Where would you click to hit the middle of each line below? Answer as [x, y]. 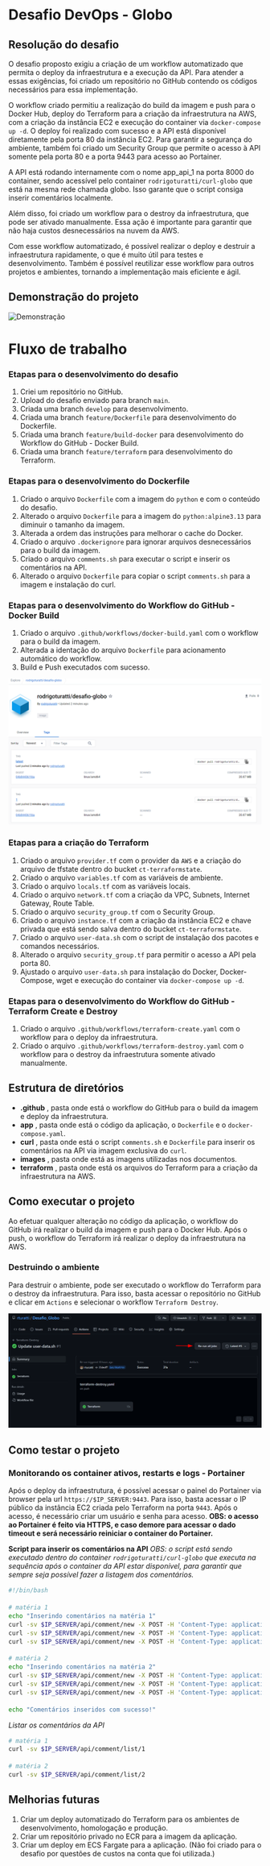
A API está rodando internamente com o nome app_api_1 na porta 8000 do [131, 172]
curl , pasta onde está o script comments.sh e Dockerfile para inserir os [137, 1142]
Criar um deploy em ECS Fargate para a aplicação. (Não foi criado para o [141, 1845]
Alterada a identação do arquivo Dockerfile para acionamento [123, 649]
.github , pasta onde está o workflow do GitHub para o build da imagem [139, 1107]
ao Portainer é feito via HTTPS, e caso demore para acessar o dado [122, 1525]
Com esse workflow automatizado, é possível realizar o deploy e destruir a [132, 246]
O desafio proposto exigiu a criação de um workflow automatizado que [126, 64]
